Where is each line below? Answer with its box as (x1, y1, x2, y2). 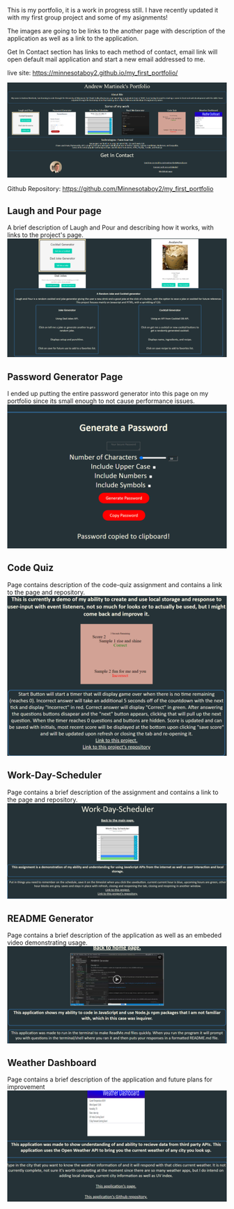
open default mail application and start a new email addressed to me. (7, 55, 205, 63)
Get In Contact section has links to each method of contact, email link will (7, 48, 218, 56)
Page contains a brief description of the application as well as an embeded (7, 931, 221, 939)
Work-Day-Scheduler (7, 770, 102, 782)
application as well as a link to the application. (7, 34, 139, 43)
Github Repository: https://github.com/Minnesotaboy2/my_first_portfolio (7, 185, 214, 193)
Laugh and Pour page (7, 205, 102, 217)
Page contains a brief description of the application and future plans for (7, 1075, 212, 1083)
